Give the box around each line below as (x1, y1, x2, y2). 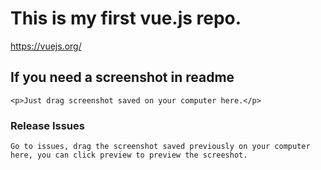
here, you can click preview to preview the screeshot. (10, 150, 248, 161)
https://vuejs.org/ (10, 40, 82, 52)
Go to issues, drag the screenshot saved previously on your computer (10, 142, 311, 152)
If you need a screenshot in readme (10, 69, 235, 86)
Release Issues (10, 118, 85, 132)
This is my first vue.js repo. (10, 7, 242, 30)
